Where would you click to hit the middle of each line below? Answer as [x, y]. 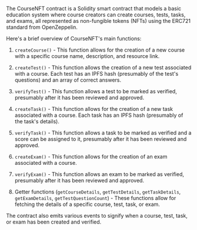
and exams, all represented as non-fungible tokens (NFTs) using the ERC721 [98, 21]
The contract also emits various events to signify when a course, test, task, [97, 216]
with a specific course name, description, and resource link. [87, 56]
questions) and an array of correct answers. [68, 80]
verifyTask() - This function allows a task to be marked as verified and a [103, 133]
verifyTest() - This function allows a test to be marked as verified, [96, 91]
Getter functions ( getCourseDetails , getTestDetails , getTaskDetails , [98, 192]
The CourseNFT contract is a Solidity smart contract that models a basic [94, 9]
